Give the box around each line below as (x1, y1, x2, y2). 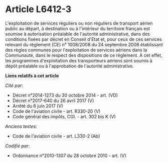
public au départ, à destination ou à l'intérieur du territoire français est (5, 25, 150, 31)
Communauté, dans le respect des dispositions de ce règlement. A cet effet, (5, 52, 162, 58)
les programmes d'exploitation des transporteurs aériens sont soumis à (5, 57, 152, 63)
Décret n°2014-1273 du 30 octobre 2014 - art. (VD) (12, 92, 118, 98)
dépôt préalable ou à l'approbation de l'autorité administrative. (5, 63, 134, 69)
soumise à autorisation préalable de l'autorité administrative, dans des (5, 31, 150, 37)
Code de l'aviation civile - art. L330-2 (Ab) (12, 133, 100, 139)
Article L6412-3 (5, 4, 72, 15)
